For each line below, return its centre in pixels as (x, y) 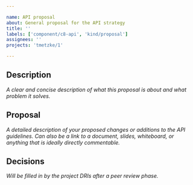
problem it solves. (28, 96)
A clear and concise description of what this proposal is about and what (96, 89)
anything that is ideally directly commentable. (63, 142)
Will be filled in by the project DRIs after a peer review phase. (82, 176)
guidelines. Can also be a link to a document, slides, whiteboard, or (90, 136)
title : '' (19, 28)
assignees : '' (24, 40)
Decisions (25, 162)
